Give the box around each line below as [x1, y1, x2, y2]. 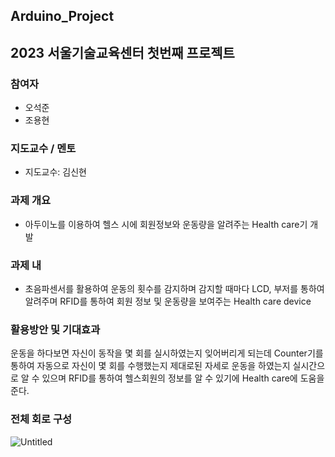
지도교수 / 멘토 [10, 142, 77, 155]
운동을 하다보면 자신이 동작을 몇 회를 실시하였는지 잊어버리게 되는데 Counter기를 [10, 347, 324, 359]
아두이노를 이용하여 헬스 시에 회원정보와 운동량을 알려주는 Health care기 [24, 218, 308, 230]
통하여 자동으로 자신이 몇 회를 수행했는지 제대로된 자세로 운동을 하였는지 [10, 360, 291, 372]
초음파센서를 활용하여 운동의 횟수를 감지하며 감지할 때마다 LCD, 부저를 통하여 [24, 282, 325, 294]
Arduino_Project [10, 8, 115, 25]
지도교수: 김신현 [24, 166, 87, 178]
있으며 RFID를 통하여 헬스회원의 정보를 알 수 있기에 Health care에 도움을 [41, 372, 325, 384]
